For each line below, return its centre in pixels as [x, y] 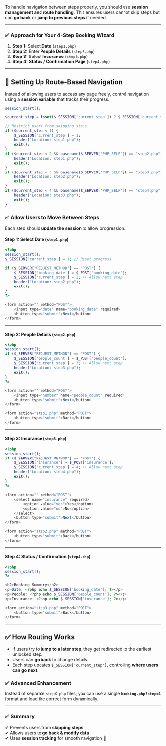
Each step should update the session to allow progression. [65, 228]
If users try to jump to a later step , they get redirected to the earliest [82, 649]
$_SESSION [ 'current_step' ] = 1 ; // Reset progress [58, 259]
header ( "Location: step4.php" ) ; [47, 472]
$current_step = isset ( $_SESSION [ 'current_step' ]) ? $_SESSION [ [73, 117]
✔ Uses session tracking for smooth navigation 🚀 [56, 738]
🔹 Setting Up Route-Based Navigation [64, 82]
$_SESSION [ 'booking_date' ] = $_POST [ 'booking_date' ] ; [70, 273]
